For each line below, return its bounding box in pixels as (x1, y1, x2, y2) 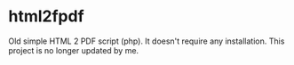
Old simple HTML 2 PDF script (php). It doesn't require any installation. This (8, 36, 285, 46)
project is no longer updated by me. (8, 45, 139, 55)
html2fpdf (8, 6, 85, 27)
